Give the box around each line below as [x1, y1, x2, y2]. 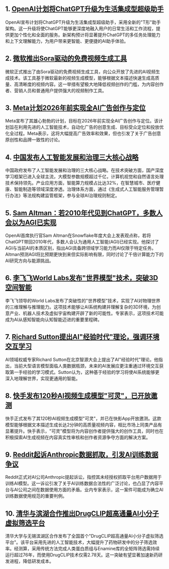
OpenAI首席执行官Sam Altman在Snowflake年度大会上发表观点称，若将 [5, 232, 151, 238]
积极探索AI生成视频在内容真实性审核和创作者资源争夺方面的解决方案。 [5, 434, 151, 440]
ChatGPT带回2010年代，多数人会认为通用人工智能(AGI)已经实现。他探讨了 [5, 239, 159, 245]
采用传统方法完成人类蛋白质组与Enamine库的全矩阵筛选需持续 [31, 546, 160, 552]
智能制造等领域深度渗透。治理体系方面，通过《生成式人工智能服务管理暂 [14, 186, 164, 193]
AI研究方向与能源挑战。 [5, 258, 54, 264]
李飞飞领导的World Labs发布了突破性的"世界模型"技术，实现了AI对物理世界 [5, 297, 161, 303]
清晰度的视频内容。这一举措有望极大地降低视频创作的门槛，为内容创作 [18, 81, 164, 87]
